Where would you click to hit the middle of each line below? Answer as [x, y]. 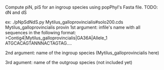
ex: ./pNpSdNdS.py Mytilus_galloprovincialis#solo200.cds [64, 22]
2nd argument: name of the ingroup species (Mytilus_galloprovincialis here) [82, 53]
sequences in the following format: [41, 33]
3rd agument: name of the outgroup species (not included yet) [69, 62]
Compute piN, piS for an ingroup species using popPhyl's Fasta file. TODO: [82, 7]
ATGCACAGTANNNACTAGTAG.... [39, 43]
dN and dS [16, 12]
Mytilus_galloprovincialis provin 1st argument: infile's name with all [73, 27]
